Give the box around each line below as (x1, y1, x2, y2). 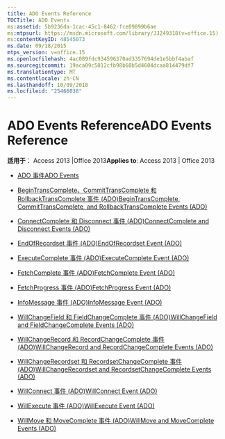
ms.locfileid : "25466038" (7, 88, 82, 95)
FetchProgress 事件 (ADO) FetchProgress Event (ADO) (17, 283, 172, 292)
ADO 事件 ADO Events (17, 171, 79, 179)
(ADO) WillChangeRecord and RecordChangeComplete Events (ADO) (17, 343, 214, 351)
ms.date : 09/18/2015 (7, 42, 67, 49)
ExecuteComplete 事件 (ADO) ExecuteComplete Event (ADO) (17, 254, 190, 262)
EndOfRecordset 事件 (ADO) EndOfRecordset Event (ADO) (17, 239, 183, 248)
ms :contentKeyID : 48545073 (7, 36, 85, 43)
